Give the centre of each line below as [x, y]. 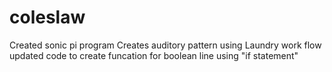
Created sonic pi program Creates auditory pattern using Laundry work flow [165, 45]
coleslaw [47, 17]
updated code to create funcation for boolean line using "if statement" [154, 55]
